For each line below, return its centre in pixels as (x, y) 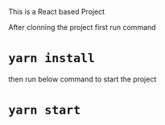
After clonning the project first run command (82, 27)
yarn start (45, 110)
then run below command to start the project (82, 79)
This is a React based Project (57, 12)
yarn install (52, 58)
